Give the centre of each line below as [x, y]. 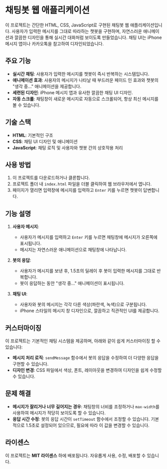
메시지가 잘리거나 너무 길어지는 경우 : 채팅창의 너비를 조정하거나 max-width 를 [86, 406]
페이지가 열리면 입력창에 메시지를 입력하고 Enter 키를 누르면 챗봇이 [77, 190]
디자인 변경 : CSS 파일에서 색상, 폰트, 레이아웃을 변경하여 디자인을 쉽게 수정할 [87, 370]
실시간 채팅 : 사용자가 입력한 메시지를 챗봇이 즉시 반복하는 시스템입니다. [81, 74]
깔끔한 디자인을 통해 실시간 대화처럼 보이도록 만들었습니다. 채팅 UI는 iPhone [88, 37]
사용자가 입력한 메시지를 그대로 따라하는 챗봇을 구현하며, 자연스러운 [77, 31]
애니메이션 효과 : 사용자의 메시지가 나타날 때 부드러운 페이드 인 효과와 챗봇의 [85, 80]
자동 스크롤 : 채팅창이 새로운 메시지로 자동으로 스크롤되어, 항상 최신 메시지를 [85, 99]
